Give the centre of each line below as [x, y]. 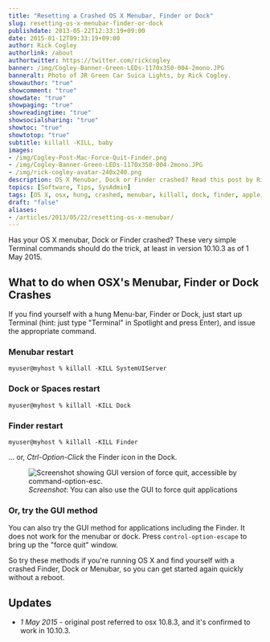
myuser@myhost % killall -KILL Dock [70, 405]
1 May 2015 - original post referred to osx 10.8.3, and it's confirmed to [135, 622]
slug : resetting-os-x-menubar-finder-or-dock [86, 23]
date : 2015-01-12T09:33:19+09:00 [64, 38]
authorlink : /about [41, 53]
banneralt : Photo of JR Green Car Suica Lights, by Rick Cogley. [120, 75]
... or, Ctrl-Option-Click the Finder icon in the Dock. [93, 457]
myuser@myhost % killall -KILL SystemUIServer [88, 369]
